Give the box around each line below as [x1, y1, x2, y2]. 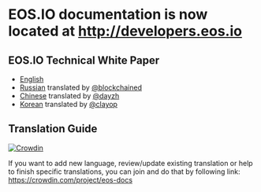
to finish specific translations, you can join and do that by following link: [8, 167, 240, 176]
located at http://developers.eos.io [8, 22, 243, 40]
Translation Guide [8, 122, 98, 135]
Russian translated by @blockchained [19, 83, 142, 92]
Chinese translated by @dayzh [19, 91, 120, 100]
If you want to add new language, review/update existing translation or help [8, 158, 254, 168]
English [19, 75, 44, 83]
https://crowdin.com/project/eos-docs [8, 175, 132, 184]
